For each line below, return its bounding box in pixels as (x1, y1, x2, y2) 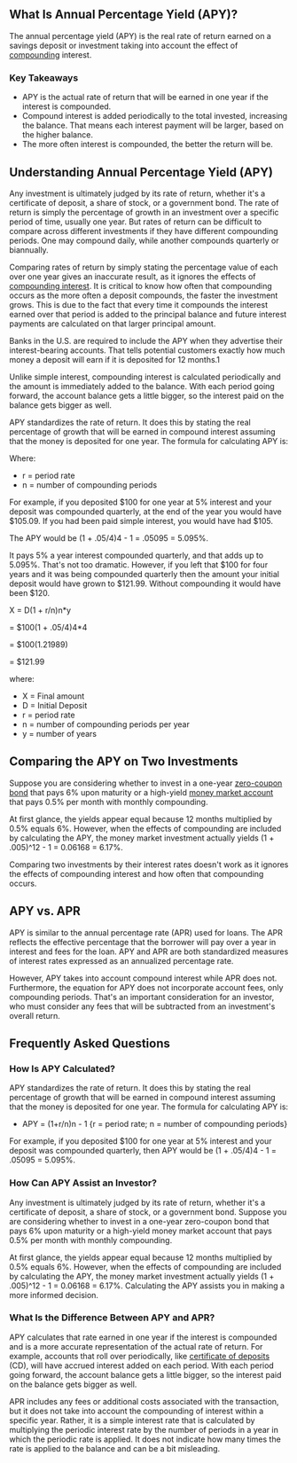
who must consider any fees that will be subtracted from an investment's (9, 1001, 276, 1012)
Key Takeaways (9, 71, 79, 83)
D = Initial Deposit (21, 700, 88, 710)
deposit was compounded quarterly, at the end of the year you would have (9, 505, 282, 517)
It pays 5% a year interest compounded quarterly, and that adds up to (9, 550, 264, 560)
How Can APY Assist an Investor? (9, 1177, 158, 1189)
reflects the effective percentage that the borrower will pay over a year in (9, 936, 277, 947)
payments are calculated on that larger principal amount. (9, 318, 216, 329)
